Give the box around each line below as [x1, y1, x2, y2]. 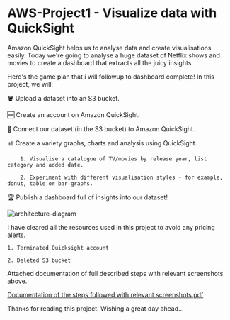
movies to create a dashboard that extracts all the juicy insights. [7, 58, 193, 67]
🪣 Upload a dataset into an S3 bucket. [7, 94, 120, 102]
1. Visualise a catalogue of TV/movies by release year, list [20, 155, 207, 162]
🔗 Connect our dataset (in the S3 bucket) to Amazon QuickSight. [7, 124, 195, 133]
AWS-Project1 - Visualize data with [7, 5, 217, 21]
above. [7, 277, 28, 285]
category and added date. [7, 161, 84, 168]
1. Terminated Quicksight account [7, 244, 110, 251]
